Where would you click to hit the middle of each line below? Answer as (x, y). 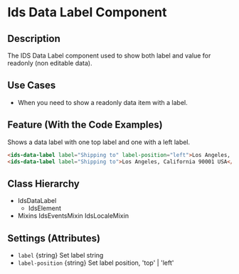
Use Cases (32, 86)
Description (34, 39)
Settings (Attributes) (54, 238)
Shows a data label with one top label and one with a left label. (99, 142)
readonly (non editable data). (50, 63)
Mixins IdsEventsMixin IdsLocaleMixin (73, 216)
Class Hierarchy (44, 183)
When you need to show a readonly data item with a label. (102, 102)
